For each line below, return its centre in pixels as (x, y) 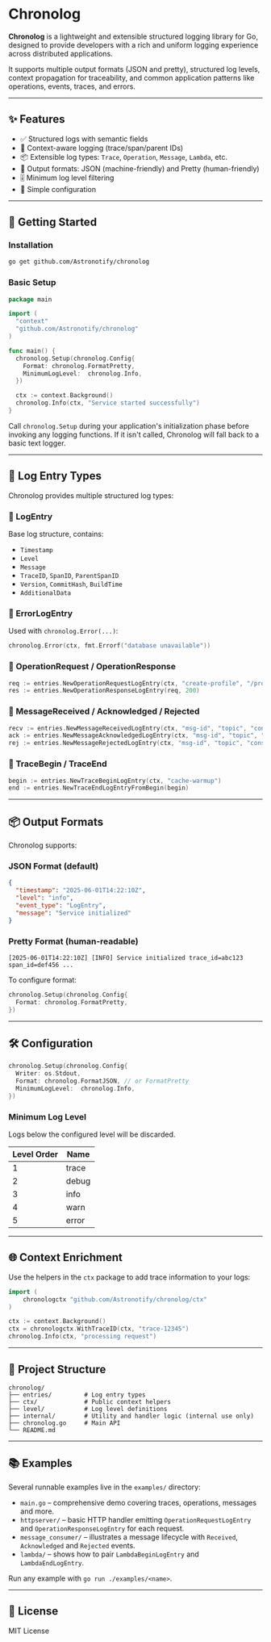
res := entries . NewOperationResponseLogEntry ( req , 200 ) (104, 691)
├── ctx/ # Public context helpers (90, 1401)
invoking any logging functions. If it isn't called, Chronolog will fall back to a (134, 434)
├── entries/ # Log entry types (77, 1395)
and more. (37, 1511)
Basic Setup (32, 283)
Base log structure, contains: (56, 534)
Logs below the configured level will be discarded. (92, 1134)
